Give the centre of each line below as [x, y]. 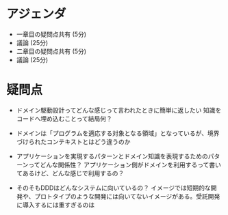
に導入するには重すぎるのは [55, 205]
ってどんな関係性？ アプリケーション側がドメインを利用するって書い [125, 164]
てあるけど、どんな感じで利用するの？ [70, 173]
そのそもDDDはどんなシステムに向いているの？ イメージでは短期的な [113, 188]
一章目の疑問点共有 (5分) [51, 34]
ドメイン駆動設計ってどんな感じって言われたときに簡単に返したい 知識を [119, 110]
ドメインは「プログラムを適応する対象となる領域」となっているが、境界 [118, 133]
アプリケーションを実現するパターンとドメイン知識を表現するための [112, 156]
